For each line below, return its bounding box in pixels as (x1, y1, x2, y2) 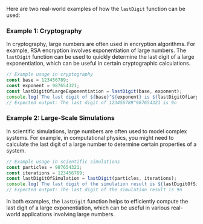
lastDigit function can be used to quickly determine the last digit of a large (6, 53, 195, 61)
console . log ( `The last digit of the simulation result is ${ (6, 181, 164, 187)
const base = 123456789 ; (6, 77, 69, 84)
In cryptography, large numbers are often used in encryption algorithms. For (6, 41, 196, 48)
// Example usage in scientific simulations (6, 159, 120, 165)
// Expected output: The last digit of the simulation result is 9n (6, 187, 182, 193)
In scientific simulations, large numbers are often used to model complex (6, 127, 187, 135)
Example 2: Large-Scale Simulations (6, 114, 115, 122)
